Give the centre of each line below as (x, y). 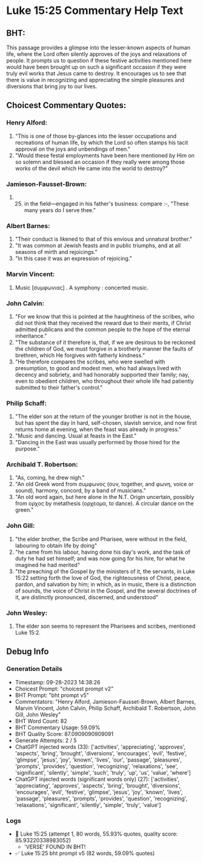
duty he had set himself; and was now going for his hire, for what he (100, 558)
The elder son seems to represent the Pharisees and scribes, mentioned (105, 626)
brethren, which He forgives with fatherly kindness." (80, 355)
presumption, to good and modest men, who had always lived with (98, 368)
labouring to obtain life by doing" (56, 545)
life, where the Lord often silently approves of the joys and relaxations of (97, 54)
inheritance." (31, 335)
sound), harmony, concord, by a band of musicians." (81, 490)
